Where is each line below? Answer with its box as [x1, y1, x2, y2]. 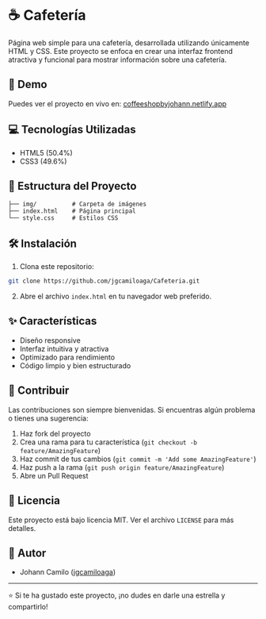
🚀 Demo [8, 78, 47, 91]
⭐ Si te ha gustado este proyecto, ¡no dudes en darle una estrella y [8, 590, 226, 600]
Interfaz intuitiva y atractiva [19, 344, 109, 353]
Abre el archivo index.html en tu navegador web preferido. [19, 291, 212, 302]
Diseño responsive [19, 335, 81, 345]
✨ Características [8, 314, 97, 328]
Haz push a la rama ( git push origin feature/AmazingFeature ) [19, 462, 225, 472]
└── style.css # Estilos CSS [8, 214, 119, 222]
